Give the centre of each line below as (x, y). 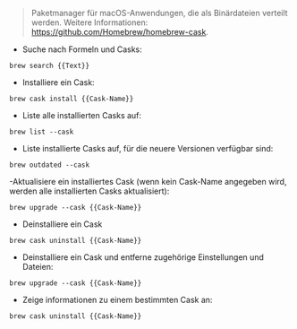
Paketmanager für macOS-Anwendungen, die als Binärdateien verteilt (159, 13)
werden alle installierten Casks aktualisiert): (89, 191)
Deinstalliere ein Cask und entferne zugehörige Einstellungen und (143, 257)
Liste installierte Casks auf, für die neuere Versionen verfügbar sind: (148, 148)
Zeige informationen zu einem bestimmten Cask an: (117, 300)
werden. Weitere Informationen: (89, 22)
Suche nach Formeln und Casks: (82, 49)
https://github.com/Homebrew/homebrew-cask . (119, 32)
